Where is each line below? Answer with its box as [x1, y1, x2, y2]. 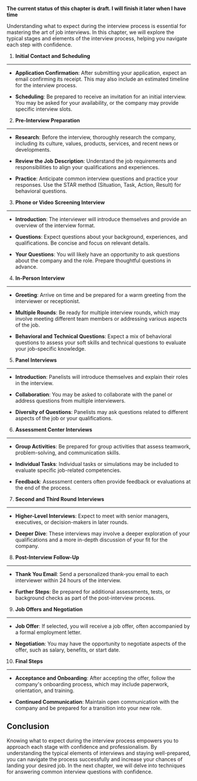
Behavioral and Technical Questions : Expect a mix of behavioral [15, 333, 172, 340]
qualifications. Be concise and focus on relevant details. [15, 239, 150, 246]
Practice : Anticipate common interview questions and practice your [15, 175, 178, 182]
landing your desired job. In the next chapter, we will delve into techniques [6, 762, 186, 769]
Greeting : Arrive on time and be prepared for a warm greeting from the [15, 292, 186, 298]
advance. [15, 263, 38, 270]
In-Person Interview [15, 275, 65, 282]
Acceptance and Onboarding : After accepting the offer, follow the [15, 674, 175, 681]
